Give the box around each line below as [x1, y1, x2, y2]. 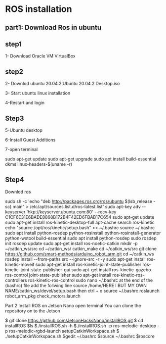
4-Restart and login [5, 100, 45, 106]
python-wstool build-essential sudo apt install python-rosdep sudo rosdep [5, 235, 157, 241]
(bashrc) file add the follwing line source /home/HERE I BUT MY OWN [5, 282, 147, 288]
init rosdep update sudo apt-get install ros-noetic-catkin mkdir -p [5, 240, 138, 246]
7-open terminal [5, 147, 38, 152]
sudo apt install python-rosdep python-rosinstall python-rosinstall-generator [5, 230, 162, 236]
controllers [5, 277, 27, 283]
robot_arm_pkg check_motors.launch [5, 293, 81, 299]
